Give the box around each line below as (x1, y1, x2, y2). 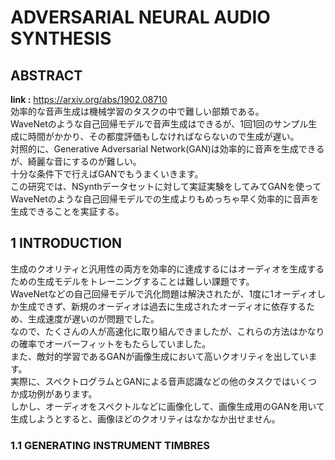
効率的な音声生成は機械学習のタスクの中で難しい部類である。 (10, 106, 265, 117)
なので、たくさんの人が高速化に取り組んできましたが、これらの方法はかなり (10, 325, 325, 337)
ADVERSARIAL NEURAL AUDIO (10, 6, 271, 29)
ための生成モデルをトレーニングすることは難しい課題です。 (10, 275, 255, 287)
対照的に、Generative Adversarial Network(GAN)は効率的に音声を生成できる (10, 143, 325, 155)
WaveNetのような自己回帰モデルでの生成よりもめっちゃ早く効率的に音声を (10, 193, 320, 205)
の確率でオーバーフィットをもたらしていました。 (10, 337, 212, 350)
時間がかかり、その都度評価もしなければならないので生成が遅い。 (27, 131, 300, 142)
